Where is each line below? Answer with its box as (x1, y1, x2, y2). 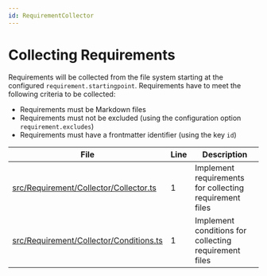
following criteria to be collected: (8, 89, 116, 99)
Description (202, 149, 248, 160)
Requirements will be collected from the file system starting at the (8, 72, 224, 82)
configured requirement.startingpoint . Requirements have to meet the (8, 80, 242, 90)
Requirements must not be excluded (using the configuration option (19, 113, 242, 122)
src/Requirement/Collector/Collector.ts (12, 182, 157, 193)
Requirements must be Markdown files (19, 104, 147, 114)
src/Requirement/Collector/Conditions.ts (12, 235, 163, 246)
